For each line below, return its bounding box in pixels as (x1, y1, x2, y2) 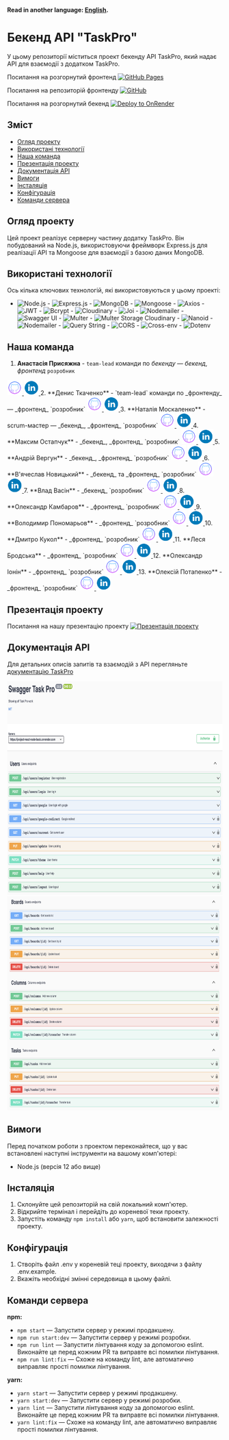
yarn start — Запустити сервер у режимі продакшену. (16, 1389, 178, 1398)
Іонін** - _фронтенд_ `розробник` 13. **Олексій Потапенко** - (7, 568, 223, 576)
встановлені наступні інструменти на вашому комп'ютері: (7, 1149, 177, 1157)
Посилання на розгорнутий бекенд (7, 99, 109, 108)
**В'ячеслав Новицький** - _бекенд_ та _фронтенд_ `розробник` (7, 470, 197, 479)
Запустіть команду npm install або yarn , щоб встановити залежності (16, 1215, 219, 1223)
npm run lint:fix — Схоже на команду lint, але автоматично (16, 1355, 194, 1363)
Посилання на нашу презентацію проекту (7, 622, 129, 630)
